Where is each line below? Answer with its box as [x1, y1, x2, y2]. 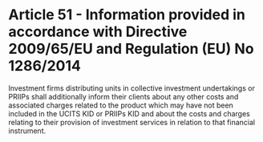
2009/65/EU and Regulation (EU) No [8, 40, 254, 58]
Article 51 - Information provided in [8, 6, 246, 24]
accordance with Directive [8, 22, 188, 41]
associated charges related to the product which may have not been [8, 100, 234, 110]
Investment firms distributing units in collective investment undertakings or [8, 83, 255, 93]
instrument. [8, 126, 47, 136]
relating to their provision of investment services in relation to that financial [8, 117, 255, 127]
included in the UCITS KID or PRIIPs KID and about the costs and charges [8, 108, 250, 118]
